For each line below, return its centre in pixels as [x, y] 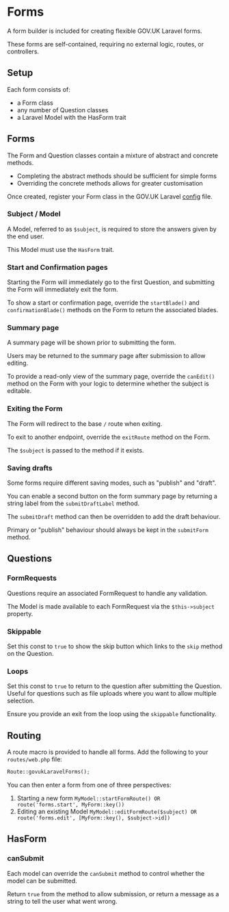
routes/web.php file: [35, 759]
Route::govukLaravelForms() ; [49, 772]
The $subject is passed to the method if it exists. [76, 450]
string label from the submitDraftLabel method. [73, 503]
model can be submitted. [42, 881]
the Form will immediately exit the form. [63, 290]
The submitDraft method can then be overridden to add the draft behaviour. [114, 517]
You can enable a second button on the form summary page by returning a [112, 496]
